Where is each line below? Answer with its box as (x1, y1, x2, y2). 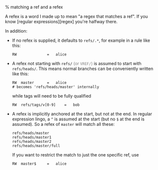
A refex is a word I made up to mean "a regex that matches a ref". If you (5, 14, 148, 19)
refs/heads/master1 (12, 135, 52, 140)
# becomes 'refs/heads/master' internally (12, 85, 99, 89)
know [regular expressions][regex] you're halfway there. (5, 19, 118, 24)
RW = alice (12, 52, 67, 57)
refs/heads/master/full (12, 143, 61, 148)
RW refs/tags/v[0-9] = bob (12, 102, 80, 107)
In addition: (5, 28, 28, 34)
